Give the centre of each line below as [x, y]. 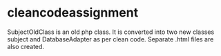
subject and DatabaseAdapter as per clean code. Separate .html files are [110, 39]
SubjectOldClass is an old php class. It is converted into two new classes [111, 32]
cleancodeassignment [73, 13]
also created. [26, 46]
